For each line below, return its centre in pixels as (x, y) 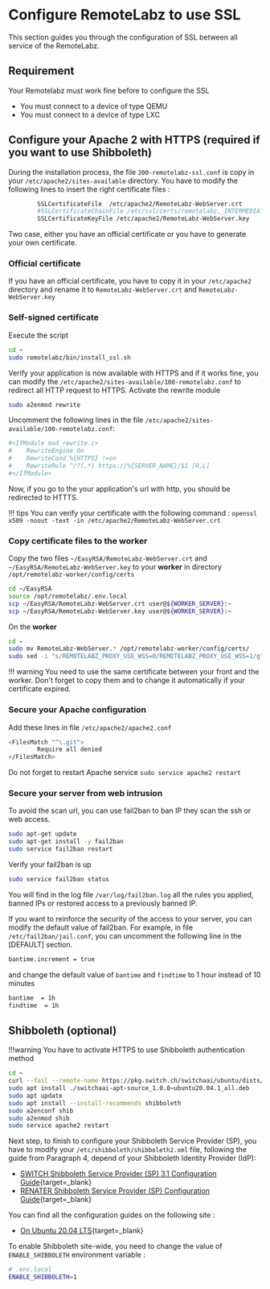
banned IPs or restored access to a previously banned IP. (103, 903)
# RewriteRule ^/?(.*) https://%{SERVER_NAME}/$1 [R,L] (109, 466)
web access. (29, 819)
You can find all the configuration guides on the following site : (112, 1215)
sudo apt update (35, 1096)
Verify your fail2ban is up (50, 864)
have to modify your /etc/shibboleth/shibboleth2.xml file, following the (128, 1150)
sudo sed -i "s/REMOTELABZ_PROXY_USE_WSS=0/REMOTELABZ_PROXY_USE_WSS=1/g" (136, 657)
